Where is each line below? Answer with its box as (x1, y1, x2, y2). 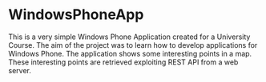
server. (8, 65, 32, 75)
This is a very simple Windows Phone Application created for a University (8, 32, 251, 41)
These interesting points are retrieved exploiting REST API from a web (8, 57, 239, 67)
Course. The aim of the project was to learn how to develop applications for (8, 40, 258, 49)
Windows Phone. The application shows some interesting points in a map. (8, 49, 252, 58)
